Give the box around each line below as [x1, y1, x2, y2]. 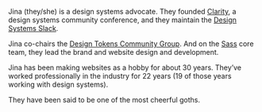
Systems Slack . [8, 24, 59, 33]
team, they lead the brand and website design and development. [8, 48, 219, 56]
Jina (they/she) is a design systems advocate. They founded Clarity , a [8, 7, 237, 16]
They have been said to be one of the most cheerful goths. [8, 95, 201, 104]
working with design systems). [8, 79, 109, 89]
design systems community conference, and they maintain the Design [8, 15, 237, 25]
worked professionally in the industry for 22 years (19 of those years [8, 71, 232, 80]
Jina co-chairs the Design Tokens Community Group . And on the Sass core [8, 39, 254, 48]
